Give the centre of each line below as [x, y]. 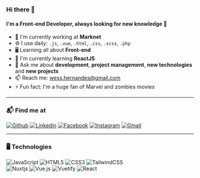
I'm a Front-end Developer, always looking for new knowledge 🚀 [87, 24]
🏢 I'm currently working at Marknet [58, 37]
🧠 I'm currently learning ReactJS [55, 58]
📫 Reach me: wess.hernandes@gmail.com [68, 78]
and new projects [37, 71]
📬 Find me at [26, 111]
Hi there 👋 [21, 10]
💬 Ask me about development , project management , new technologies [103, 65]
